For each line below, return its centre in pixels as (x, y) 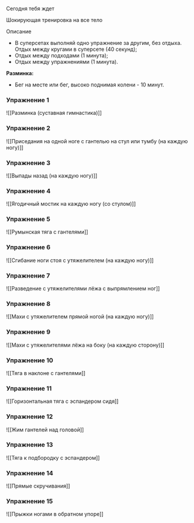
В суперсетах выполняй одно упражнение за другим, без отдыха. (98, 43)
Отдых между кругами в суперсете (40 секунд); (76, 49)
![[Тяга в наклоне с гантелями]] (46, 373)
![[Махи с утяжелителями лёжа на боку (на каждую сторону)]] (85, 345)
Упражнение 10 (30, 360)
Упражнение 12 (30, 417)
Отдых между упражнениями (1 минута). (66, 62)
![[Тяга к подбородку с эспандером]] (53, 457)
